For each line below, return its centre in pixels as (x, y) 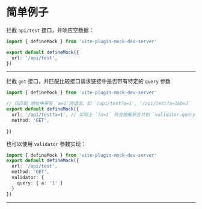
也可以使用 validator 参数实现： (46, 144)
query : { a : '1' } (40, 183)
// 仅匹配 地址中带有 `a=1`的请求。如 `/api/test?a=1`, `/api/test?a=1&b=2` (99, 104)
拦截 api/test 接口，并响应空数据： (50, 30)
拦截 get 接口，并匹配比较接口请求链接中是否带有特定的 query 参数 (89, 81)
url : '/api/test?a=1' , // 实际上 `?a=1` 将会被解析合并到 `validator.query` (105, 115)
